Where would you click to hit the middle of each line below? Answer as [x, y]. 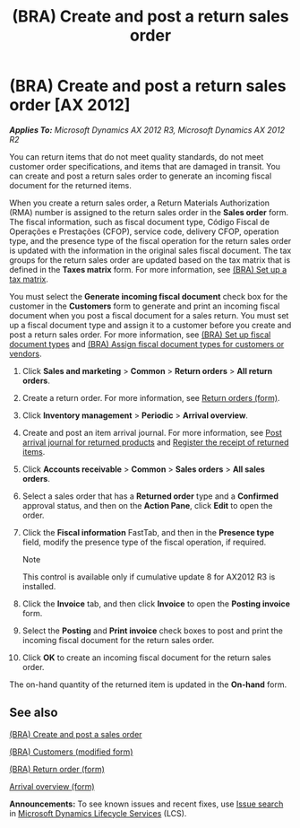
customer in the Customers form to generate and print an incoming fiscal [145, 306]
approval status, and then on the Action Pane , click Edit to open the [147, 505]
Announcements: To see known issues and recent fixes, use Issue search [146, 804]
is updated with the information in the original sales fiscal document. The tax [150, 250]
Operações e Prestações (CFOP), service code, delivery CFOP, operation [144, 231]
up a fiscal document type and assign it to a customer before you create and [150, 325]
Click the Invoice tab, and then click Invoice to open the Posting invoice [156, 604]
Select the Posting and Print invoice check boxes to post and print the [153, 631]
